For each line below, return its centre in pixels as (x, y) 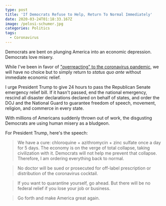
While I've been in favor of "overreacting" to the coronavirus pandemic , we (82, 67)
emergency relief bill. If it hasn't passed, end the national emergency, (76, 92)
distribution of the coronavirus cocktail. (58, 173)
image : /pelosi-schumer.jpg (34, 24)
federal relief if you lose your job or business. (64, 188)
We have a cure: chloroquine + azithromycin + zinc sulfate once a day (89, 142)
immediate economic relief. (33, 77)
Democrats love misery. (29, 57)
